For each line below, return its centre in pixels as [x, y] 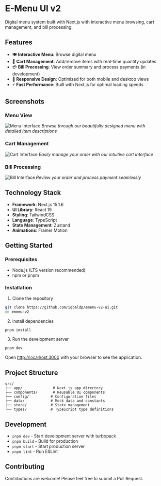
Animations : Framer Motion [40, 230]
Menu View [19, 116]
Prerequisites [21, 260]
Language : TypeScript [34, 220]
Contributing [25, 467]
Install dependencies [33, 321]
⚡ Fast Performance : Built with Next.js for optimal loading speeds [78, 84]
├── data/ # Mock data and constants [55, 401]
